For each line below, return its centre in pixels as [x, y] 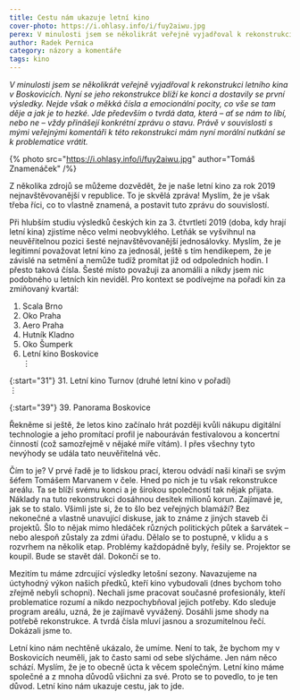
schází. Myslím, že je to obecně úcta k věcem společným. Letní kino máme [147, 667]
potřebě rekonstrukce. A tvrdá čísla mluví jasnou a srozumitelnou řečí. [137, 621]
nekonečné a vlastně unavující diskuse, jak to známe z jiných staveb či [139, 518]
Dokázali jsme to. [41, 631]
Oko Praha [42, 316]
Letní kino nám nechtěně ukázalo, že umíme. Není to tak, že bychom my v [145, 648]
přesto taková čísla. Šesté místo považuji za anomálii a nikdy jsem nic [137, 270]
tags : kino [29, 59]
